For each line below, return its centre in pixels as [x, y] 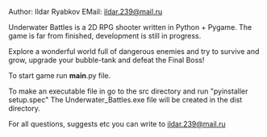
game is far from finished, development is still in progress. [105, 36]
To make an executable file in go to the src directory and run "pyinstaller [128, 91]
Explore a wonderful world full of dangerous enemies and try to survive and [134, 51]
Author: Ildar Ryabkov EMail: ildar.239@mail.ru [86, 12]
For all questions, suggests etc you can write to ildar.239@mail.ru [117, 124]
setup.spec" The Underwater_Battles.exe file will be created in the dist [125, 100]
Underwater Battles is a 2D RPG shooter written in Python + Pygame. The [130, 27]
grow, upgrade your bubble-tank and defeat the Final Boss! [106, 60]
